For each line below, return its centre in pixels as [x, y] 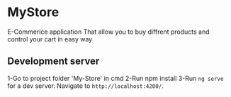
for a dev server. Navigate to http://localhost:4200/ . [86, 86]
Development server [53, 62]
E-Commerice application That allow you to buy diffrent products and [109, 32]
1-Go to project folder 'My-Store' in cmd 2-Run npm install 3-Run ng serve [115, 78]
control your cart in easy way [50, 39]
